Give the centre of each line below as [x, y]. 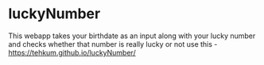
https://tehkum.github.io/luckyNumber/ [72, 52]
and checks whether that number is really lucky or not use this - [113, 44]
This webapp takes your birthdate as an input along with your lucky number [132, 36]
